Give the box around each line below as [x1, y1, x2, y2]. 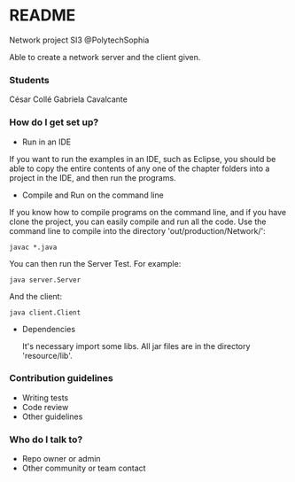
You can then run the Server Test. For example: [9, 258, 182, 268]
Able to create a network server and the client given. [9, 51, 201, 62]
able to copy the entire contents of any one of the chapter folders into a [9, 163, 270, 174]
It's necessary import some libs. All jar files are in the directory [21, 340, 251, 351]
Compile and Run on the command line [21, 190, 164, 200]
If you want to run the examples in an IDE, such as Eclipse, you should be [9, 153, 276, 164]
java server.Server [9, 276, 82, 284]
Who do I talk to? [9, 433, 83, 446]
